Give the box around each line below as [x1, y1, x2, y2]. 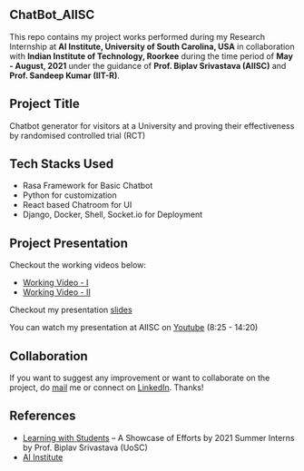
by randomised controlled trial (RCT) [9, 130, 146, 141]
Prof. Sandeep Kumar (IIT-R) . [9, 70, 121, 81]
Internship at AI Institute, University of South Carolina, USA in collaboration [9, 41, 295, 52]
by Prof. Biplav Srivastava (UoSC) [22, 442, 148, 453]
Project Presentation [9, 235, 129, 250]
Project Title [9, 96, 80, 112]
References [9, 408, 76, 424]
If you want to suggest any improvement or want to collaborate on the [9, 372, 270, 384]
